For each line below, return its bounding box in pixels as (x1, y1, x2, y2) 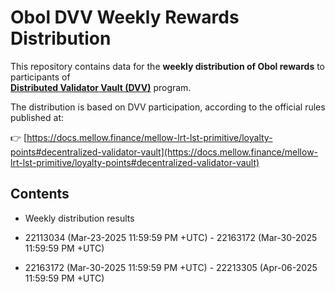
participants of (10, 71, 71, 83)
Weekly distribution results (24, 212, 135, 224)
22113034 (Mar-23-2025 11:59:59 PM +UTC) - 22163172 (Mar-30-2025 (24, 231, 318, 243)
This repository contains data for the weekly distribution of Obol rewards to (10, 60, 326, 72)
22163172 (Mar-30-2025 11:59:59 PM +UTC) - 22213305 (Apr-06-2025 (24, 261, 318, 273)
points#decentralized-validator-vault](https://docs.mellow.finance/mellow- (10, 146, 319, 158)
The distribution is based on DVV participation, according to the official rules (10, 101, 326, 113)
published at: (10, 111, 65, 123)
